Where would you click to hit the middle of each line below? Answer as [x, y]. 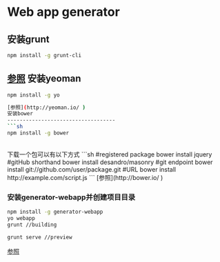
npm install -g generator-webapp [55, 212]
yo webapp [21, 219]
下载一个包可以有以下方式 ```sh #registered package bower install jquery [110, 154]
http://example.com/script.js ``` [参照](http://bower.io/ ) [85, 177]
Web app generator [64, 12]
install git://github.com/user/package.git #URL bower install [92, 169]
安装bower [20, 114]
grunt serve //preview [40, 237]
